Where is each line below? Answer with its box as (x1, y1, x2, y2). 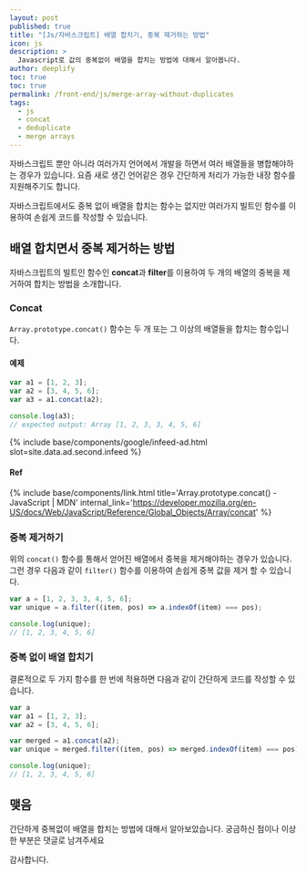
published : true (9, 22, 71, 31)
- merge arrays (17, 132, 76, 141)
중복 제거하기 (9, 530, 64, 543)
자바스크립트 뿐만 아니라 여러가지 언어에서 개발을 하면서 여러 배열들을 (9, 158, 255, 169)
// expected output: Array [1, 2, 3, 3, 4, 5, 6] (9, 420, 202, 429)
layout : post (9, 13, 59, 23)
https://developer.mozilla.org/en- (132, 497, 257, 508)
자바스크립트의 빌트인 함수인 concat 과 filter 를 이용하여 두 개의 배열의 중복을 (9, 266, 280, 278)
